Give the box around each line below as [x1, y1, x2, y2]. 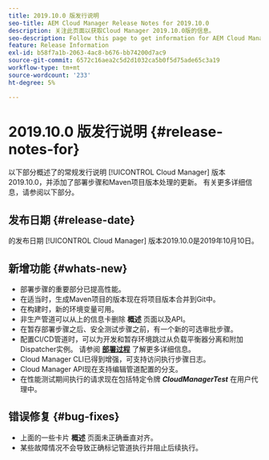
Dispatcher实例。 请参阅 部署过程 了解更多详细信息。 [19, 345, 196, 354]
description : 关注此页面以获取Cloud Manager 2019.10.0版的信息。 [8, 26, 215, 34]
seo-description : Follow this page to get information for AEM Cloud [8, 34, 246, 42]
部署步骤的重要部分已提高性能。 [19, 285, 126, 294]
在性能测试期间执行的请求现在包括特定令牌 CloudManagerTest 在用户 [19, 374, 251, 384]
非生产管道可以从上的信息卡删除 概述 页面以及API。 [19, 314, 191, 324]
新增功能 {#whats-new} [8, 262, 128, 275]
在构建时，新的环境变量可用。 [19, 305, 118, 314]
